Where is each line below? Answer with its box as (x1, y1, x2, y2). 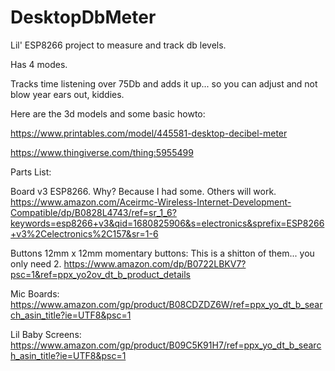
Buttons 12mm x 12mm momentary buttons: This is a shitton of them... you (10, 247, 315, 259)
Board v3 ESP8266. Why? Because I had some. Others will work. (10, 185, 277, 197)
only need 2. (10, 257, 62, 270)
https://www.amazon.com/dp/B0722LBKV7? (63, 257, 247, 270)
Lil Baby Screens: (10, 328, 82, 340)
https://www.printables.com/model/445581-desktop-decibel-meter (10, 127, 288, 139)
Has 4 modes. (10, 58, 68, 70)
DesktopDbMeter (10, 6, 157, 29)
